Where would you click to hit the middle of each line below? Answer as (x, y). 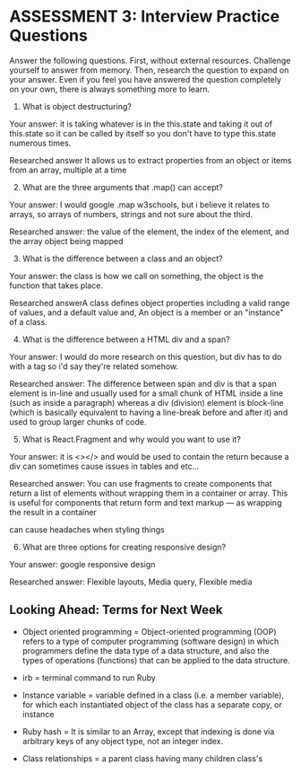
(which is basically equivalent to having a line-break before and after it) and (149, 412)
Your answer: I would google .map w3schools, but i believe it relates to (140, 205)
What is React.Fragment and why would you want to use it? (132, 439)
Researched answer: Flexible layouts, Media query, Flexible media (131, 582)
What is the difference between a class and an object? (123, 259)
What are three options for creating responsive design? (124, 547)
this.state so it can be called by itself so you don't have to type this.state (142, 133)
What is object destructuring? (77, 106)
